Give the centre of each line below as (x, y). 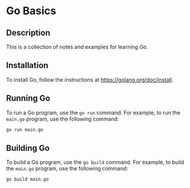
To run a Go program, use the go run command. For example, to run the (93, 112)
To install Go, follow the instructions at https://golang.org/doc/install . (90, 80)
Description (28, 33)
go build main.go (28, 179)
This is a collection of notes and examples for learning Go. (77, 47)
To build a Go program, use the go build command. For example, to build (95, 162)
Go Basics (31, 11)
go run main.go (25, 129)
